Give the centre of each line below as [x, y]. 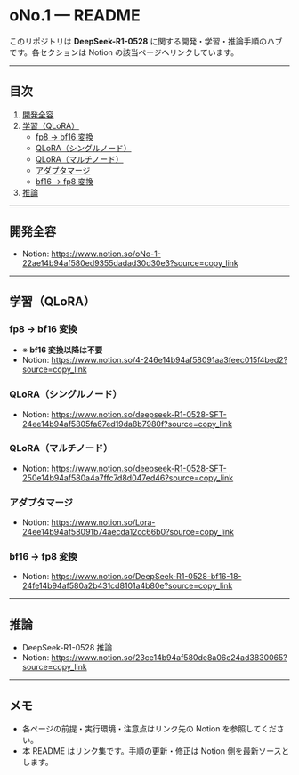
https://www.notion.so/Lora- [103, 522]
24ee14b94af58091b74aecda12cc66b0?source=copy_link [128, 532]
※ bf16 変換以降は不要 [62, 350]
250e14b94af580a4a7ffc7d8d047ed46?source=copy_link [128, 478]
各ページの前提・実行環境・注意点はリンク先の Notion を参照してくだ [149, 729]
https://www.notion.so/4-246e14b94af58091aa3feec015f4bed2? [170, 360]
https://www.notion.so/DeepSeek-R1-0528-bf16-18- [146, 577]
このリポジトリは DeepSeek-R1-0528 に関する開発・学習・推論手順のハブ [146, 41]
